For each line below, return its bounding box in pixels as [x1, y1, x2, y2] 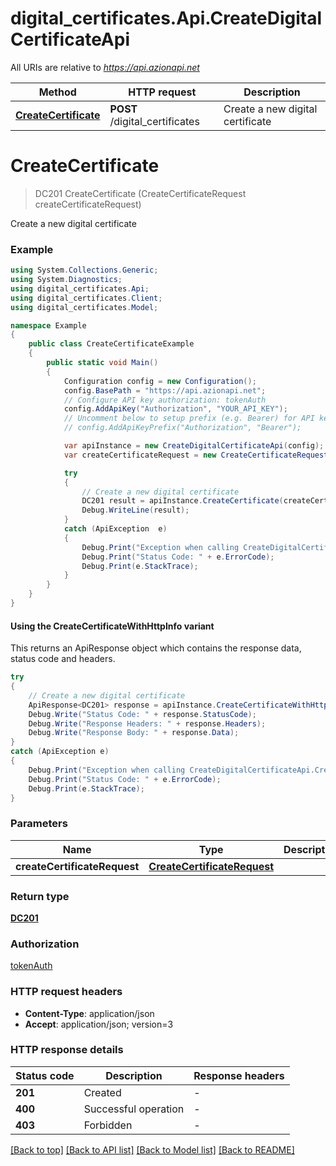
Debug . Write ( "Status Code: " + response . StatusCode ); [28, 709, 257, 719]
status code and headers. [10, 653, 116, 665]
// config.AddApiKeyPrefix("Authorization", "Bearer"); [63, 423, 302, 433]
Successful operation [83, 1102, 185, 1116]
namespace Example [10, 320, 87, 331]
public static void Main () [46, 358, 159, 368]
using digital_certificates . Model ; [10, 302, 159, 312]
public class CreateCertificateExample [28, 339, 195, 349]
